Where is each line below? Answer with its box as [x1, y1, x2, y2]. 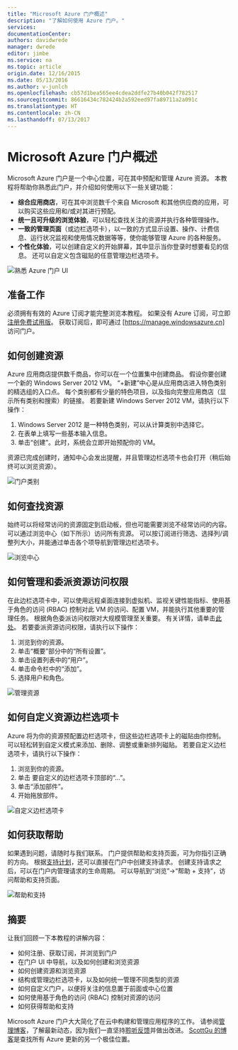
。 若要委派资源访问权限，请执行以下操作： [13, 622, 140, 631]
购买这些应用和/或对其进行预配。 [23, 207, 120, 215]
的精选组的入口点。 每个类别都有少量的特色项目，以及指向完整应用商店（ [7, 388, 220, 396]
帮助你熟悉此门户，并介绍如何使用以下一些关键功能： [19, 183, 175, 191]
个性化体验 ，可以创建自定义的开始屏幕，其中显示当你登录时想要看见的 [17, 242, 223, 251]
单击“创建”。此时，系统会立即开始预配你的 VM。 [17, 438, 159, 447]
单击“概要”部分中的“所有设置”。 [17, 646, 110, 655]
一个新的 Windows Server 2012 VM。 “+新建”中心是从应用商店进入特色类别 [7, 379, 227, 387]
